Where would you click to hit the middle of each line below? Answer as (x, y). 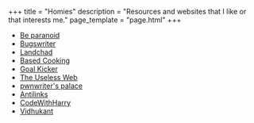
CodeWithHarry (45, 103)
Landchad (36, 52)
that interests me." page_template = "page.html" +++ (95, 20)
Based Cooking (44, 60)
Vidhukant (37, 111)
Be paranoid (40, 35)
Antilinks (34, 94)
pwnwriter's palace (51, 86)
